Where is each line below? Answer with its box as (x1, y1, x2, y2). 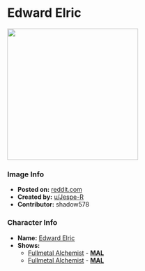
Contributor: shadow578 (17, 200, 89, 209)
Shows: (17, 241, 40, 249)
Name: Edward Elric (17, 233, 75, 242)
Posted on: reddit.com (17, 186, 82, 194)
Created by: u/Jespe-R (17, 193, 84, 201)
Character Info (7, 218, 58, 228)
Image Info (7, 169, 44, 179)
